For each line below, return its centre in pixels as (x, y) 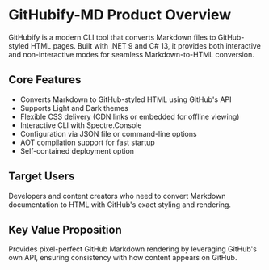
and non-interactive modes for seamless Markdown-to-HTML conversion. (131, 54)
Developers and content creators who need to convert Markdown (117, 196)
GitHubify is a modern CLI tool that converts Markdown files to (112, 37)
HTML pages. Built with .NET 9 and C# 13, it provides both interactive (146, 45)
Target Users (42, 177)
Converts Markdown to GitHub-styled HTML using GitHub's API (126, 99)
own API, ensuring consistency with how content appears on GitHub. (123, 258)
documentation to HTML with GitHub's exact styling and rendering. (120, 205)
